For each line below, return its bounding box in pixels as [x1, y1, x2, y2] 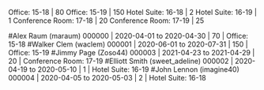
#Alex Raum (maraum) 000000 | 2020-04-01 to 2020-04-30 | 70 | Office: [8, 32, 249, 40]
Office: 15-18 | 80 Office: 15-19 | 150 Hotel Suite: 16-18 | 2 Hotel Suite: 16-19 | [8, 8, 257, 17]
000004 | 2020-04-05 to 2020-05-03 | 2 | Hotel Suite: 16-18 [8, 73, 207, 82]
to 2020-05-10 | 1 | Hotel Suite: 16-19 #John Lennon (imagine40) [28, 65, 239, 74]
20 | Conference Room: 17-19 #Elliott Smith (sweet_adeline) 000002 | [8, 56, 233, 66]
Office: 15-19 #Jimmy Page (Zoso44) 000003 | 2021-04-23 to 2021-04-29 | [8, 48, 255, 57]
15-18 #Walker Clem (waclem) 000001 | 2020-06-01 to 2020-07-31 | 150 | [8, 39, 248, 49]
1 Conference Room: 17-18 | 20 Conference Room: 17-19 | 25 [8, 16, 205, 25]
